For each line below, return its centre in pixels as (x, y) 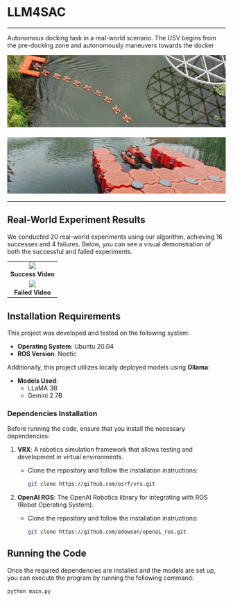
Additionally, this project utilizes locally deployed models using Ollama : (109, 367)
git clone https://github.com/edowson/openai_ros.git (107, 532)
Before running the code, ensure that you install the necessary (96, 429)
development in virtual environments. (70, 457)
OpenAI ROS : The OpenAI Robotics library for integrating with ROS (112, 498)
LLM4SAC (37, 12)
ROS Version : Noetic (47, 354)
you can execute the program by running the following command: (101, 578)
